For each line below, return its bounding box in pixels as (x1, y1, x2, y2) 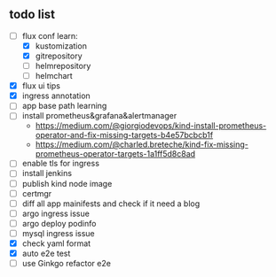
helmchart (35, 71, 73, 81)
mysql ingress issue (21, 227, 95, 238)
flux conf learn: (21, 30, 78, 41)
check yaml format (21, 238, 91, 249)
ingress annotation (21, 90, 91, 101)
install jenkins (21, 168, 73, 179)
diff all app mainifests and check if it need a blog (21, 198, 201, 209)
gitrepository (35, 50, 83, 61)
